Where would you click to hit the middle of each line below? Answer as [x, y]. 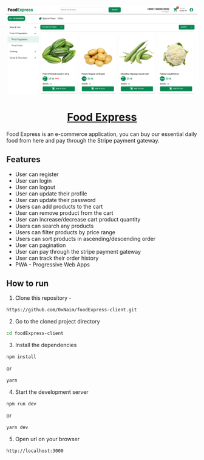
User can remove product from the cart [64, 213]
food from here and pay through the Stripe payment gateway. [83, 140]
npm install [21, 357]
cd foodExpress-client [35, 333]
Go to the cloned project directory [57, 322]
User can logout [35, 187]
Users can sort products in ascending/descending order [85, 238]
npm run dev [21, 404]
